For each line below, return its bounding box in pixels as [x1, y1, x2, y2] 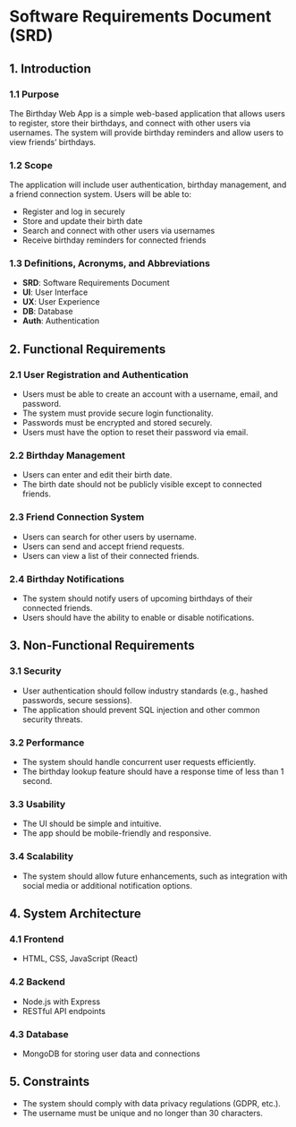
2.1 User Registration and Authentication [9, 368, 190, 381]
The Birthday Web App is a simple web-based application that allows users [9, 108, 286, 118]
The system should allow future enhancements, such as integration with [21, 871, 288, 882]
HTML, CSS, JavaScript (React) [21, 953, 139, 964]
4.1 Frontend [9, 933, 64, 945]
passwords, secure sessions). [21, 694, 132, 705]
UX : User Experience [21, 297, 100, 307]
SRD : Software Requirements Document [21, 278, 170, 288]
